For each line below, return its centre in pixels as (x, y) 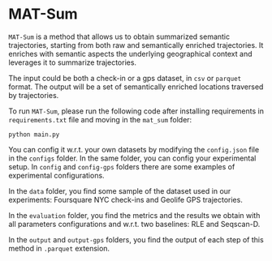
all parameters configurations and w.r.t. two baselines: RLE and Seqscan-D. (134, 224)
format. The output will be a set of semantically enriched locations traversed (136, 87)
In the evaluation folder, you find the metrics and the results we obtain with (134, 215)
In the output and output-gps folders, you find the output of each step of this (136, 239)
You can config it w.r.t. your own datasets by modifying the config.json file (134, 149)
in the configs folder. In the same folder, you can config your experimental (132, 158)
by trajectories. (34, 95)
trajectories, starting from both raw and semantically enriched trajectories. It (136, 45)
